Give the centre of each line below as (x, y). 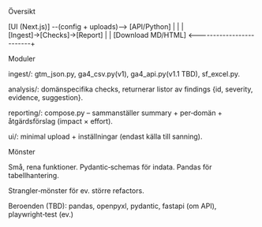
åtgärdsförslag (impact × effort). (60, 121)
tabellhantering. (34, 175)
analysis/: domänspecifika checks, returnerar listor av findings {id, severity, (131, 89)
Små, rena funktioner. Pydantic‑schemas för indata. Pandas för (110, 167)
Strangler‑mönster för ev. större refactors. (76, 191)
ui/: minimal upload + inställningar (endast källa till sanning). (105, 136)
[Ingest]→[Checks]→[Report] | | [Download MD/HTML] (97, 35)
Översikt (22, 11)
